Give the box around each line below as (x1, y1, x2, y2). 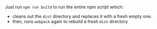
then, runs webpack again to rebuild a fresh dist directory (12, 19, 128, 24)
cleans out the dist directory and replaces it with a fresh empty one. (12, 14, 152, 19)
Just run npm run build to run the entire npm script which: (5, 4, 124, 10)
